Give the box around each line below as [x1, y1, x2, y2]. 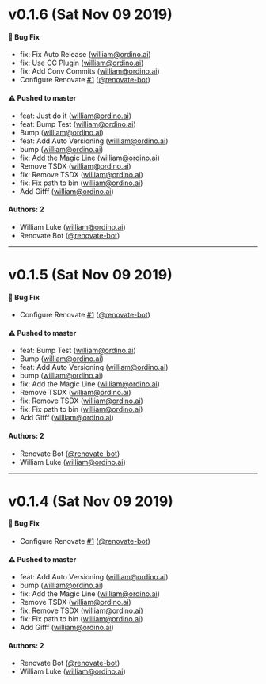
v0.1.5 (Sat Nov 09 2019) [8, 265, 173, 283]
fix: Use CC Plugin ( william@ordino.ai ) [19, 58, 144, 68]
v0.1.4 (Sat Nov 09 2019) [8, 492, 174, 510]
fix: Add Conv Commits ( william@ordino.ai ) [19, 66, 160, 76]
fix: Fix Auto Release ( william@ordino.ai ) [19, 50, 152, 59]
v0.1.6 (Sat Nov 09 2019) [8, 6, 173, 24]
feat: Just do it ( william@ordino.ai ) [19, 111, 132, 120]
